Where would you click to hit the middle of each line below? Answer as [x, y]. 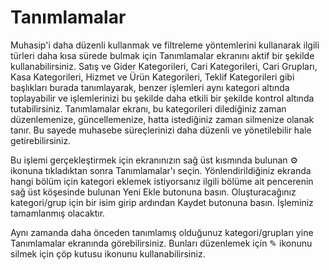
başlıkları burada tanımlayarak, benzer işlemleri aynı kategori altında [150, 87]
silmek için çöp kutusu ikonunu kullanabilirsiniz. [108, 253]
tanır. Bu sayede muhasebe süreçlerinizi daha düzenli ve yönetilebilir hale [161, 130]
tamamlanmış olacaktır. [58, 213]
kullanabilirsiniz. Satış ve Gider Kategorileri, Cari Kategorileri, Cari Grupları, [164, 66]
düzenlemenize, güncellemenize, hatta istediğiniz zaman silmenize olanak [162, 119]
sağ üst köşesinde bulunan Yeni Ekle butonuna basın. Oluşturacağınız [153, 192]
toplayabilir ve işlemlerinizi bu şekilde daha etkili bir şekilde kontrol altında [162, 98]
